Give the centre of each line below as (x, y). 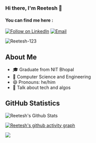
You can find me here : (29, 20)
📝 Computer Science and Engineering (52, 77)
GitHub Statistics (33, 103)
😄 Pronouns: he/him (34, 82)
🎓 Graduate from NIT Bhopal (43, 69)
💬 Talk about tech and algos (41, 87)
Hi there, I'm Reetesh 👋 (34, 8)
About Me (21, 57)
